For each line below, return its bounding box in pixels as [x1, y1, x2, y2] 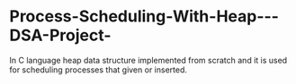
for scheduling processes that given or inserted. [9, 64, 187, 75]
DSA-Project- [9, 25, 112, 46]
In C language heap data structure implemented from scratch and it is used [9, 55, 288, 65]
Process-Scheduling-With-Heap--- [9, 6, 279, 27]
